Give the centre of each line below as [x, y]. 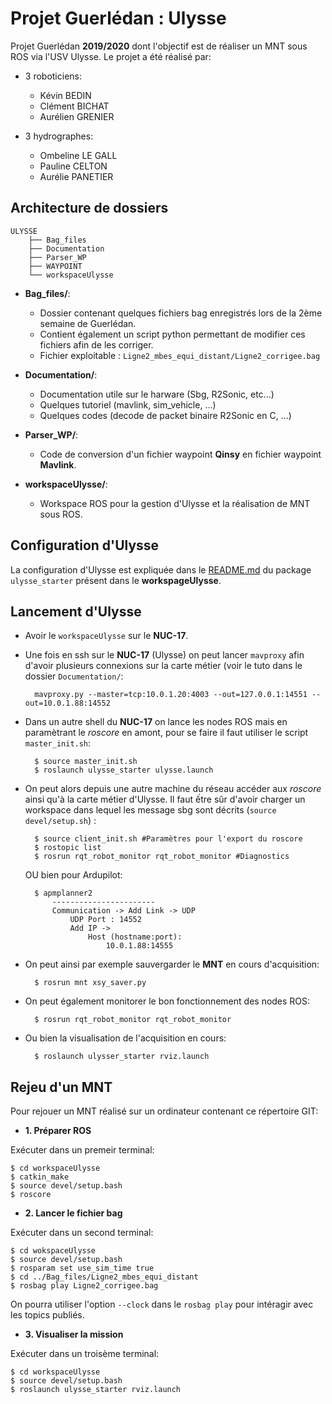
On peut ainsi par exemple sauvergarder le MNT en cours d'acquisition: [172, 964]
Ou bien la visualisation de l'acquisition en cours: [125, 1038]
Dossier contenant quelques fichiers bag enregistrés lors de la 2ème [181, 313]
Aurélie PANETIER [76, 176]
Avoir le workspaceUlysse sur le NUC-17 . [106, 636]
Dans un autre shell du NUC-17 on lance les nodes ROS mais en [156, 722]
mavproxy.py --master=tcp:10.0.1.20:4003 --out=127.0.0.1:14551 [171, 695]
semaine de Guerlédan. [88, 323]
